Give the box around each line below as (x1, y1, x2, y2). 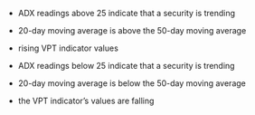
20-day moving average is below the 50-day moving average (17, 78, 246, 89)
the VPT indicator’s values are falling (17, 95, 155, 106)
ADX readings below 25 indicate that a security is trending (17, 61, 235, 71)
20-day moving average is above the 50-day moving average (17, 25, 247, 35)
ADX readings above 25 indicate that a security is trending (17, 8, 236, 18)
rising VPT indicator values (17, 43, 119, 53)
